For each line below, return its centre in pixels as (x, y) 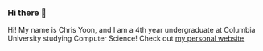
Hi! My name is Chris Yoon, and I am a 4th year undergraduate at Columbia (131, 30)
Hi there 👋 (27, 13)
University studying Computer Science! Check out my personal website (126, 38)
